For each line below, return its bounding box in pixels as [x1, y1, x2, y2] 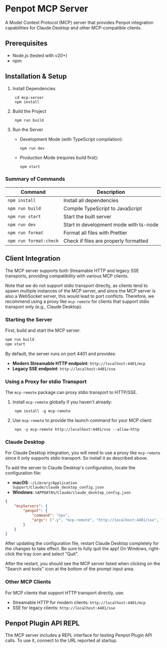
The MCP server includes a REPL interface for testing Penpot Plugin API [5, 632, 153, 638]
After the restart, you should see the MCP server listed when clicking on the [5, 561, 161, 567]
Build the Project [12, 108, 46, 114]
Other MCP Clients [5, 578, 51, 585]
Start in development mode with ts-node [63, 221, 159, 228]
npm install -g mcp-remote [14, 409, 71, 414]
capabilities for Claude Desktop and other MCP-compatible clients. [5, 24, 142, 30]
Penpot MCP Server [5, 3, 88, 14]
